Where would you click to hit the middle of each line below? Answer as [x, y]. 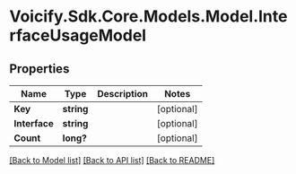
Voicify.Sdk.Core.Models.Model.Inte [148, 17]
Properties [39, 69]
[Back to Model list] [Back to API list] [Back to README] [112, 160]
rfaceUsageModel [78, 35]
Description [123, 94]
